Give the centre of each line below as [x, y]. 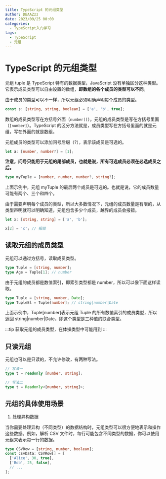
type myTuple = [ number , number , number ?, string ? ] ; [61, 177]
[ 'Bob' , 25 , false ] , [31, 463]
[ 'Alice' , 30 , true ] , [32, 458]
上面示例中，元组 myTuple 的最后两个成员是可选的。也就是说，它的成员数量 [82, 187]
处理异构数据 [25, 416]
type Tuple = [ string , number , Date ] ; [45, 298]
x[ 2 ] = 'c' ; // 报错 [25, 229]
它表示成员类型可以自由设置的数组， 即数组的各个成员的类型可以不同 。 [77, 89]
